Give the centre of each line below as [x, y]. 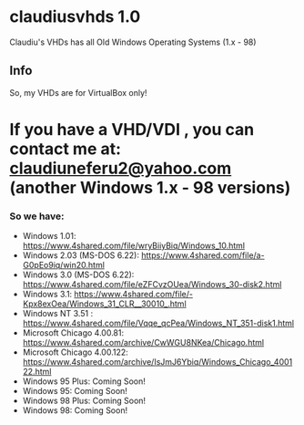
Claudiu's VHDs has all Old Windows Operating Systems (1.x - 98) [133, 42]
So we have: [37, 216]
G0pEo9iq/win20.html [63, 265]
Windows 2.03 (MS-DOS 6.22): [81, 255]
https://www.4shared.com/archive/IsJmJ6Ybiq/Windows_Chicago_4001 [157, 362]
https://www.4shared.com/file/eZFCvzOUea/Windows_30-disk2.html [152, 285]
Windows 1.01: [49, 236]
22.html [37, 372]
